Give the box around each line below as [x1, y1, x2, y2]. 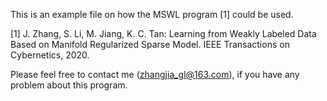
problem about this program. [10, 79, 128, 91]
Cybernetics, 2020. [10, 49, 90, 61]
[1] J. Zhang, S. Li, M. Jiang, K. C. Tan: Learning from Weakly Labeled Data [10, 28, 317, 39]
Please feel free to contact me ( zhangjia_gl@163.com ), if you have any [10, 69, 300, 80]
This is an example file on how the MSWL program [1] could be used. [10, 9, 294, 20]
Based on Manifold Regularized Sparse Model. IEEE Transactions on [10, 39, 290, 50]
